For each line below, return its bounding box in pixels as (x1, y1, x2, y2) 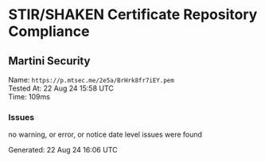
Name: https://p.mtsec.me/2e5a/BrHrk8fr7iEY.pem (8, 75, 175, 84)
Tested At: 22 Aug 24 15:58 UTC (8, 83, 114, 93)
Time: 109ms (8, 92, 50, 101)
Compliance (8, 22, 90, 40)
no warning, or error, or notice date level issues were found (8, 129, 203, 140)
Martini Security (8, 54, 91, 67)
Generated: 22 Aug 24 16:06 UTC (8, 145, 118, 155)
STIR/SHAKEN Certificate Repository (8, 6, 258, 24)
